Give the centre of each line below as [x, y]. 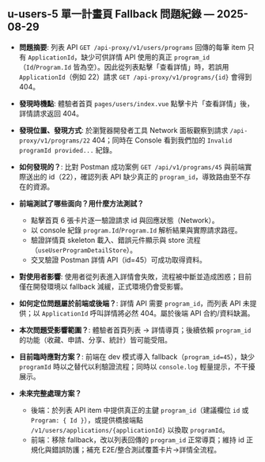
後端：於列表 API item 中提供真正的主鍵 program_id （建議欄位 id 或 [140, 410]
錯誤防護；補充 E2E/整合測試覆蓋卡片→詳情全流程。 [136, 449]
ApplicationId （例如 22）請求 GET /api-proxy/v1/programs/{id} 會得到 [135, 77]
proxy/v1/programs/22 [54, 141]
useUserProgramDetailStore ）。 [87, 250]
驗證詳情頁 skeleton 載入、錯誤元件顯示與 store [108, 240]
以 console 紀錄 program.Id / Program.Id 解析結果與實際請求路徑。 [136, 230]
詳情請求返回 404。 [51, 113]
